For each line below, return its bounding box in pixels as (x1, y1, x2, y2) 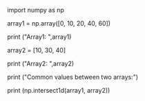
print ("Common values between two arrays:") (7, 73, 139, 81)
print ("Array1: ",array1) (7, 33, 72, 41)
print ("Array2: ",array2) (7, 59, 75, 68)
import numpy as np (7, 6, 64, 14)
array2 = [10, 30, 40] (7, 46, 66, 54)
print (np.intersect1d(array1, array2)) (7, 86, 110, 94)
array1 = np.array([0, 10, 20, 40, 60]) (7, 19, 111, 27)
